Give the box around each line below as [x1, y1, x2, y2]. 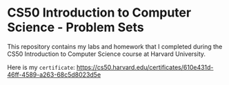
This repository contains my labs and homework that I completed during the [7, 42, 223, 50]
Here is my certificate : [7, 63, 76, 71]
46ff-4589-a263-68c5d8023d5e [7, 70, 101, 79]
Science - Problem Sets [7, 19, 144, 35]
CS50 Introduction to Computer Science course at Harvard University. [7, 50, 206, 58]
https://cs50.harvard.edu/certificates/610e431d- [77, 63, 214, 71]
